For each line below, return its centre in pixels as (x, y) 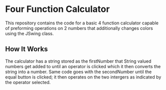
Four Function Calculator (58, 9)
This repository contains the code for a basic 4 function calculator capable (82, 23)
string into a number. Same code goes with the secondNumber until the (79, 72)
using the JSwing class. (29, 33)
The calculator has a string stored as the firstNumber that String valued (78, 61)
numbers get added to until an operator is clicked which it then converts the (83, 66)
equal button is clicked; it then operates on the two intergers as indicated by (83, 77)
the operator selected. (28, 82)
